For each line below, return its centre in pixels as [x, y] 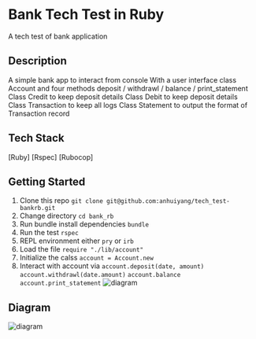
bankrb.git [37, 208]
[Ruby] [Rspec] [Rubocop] [51, 157]
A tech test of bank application [58, 36]
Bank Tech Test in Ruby [86, 15]
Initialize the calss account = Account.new [86, 258]
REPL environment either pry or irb [76, 241]
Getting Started [47, 181]
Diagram [30, 307]
